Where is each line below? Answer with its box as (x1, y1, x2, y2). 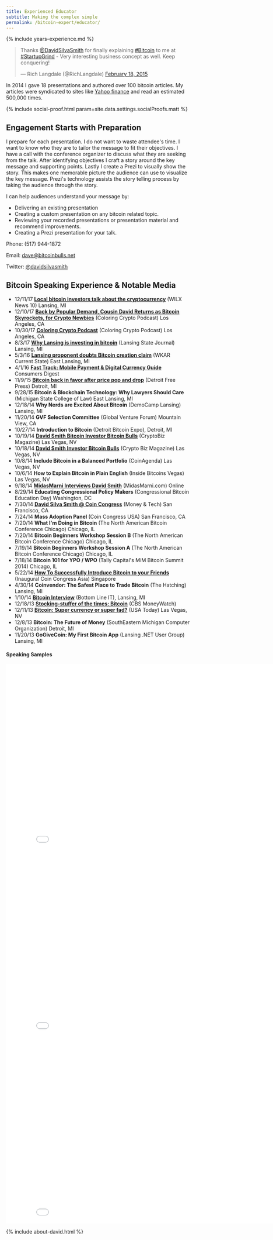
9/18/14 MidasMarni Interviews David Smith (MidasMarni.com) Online (14, 482, 184, 489)
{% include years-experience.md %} (6, 36, 94, 43)
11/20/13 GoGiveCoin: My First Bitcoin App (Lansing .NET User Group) (14, 631, 185, 638)
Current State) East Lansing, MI (14, 358, 90, 364)
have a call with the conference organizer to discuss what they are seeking (6, 150, 186, 158)
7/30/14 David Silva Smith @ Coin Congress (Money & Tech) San (14, 501, 173, 508)
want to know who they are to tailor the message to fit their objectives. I (6, 144, 178, 151)
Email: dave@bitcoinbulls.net (6, 252, 76, 259)
